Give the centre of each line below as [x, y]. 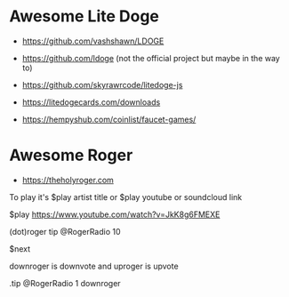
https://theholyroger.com [68, 180]
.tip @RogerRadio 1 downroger [65, 283]
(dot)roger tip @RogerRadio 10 [65, 231]
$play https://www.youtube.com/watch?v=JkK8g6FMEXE [115, 214]
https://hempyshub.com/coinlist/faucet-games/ [109, 119]
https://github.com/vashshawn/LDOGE [93, 41]
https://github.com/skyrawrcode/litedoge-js [102, 84]
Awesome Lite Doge [84, 16]
